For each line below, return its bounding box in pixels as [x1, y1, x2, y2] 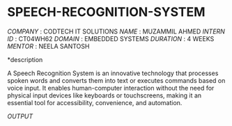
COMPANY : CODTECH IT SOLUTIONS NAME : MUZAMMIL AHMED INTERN [7, 27, 225, 36]
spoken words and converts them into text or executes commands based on [7, 76, 226, 84]
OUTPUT [7, 112, 33, 120]
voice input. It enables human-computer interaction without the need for [7, 84, 215, 92]
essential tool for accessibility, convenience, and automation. [7, 98, 183, 107]
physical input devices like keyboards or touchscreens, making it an [7, 91, 202, 100]
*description [7, 55, 43, 63]
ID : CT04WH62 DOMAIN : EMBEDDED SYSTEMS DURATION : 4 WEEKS [7, 34, 215, 42]
